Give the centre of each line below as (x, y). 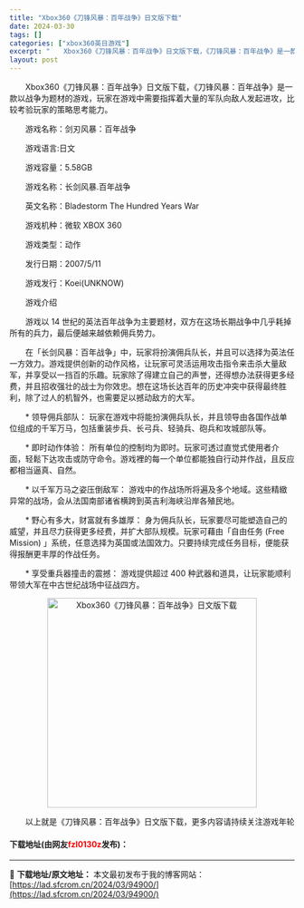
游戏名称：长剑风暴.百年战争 (78, 186)
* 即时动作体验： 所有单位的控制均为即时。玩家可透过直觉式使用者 (148, 447)
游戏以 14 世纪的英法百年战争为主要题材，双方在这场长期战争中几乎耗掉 (158, 322)
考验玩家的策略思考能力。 (65, 109)
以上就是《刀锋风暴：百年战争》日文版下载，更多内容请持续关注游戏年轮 (160, 821)
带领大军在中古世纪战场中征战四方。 (77, 585)
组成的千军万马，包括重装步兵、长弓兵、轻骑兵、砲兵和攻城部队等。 (144, 428)
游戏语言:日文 (50, 148)
